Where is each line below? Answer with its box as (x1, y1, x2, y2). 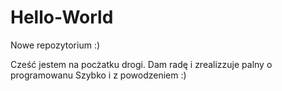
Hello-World (10, 6, 114, 29)
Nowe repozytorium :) (10, 39, 101, 51)
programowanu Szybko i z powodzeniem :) (10, 69, 187, 81)
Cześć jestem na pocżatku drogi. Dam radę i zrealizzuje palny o (10, 58, 273, 70)
